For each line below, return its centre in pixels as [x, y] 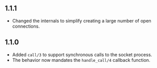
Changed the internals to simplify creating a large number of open [82, 20]
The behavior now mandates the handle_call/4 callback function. [81, 60]
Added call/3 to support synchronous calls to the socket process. [82, 54]
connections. [26, 26]
